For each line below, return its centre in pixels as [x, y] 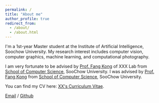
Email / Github [19, 96]
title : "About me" [24, 14]
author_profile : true [27, 19]
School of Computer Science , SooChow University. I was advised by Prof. [80, 71]
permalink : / [18, 10]
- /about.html [24, 32]
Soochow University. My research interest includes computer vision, [74, 51]
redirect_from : [21, 23]
